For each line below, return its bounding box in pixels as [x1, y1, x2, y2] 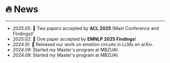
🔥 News [5, 4, 39, 15]
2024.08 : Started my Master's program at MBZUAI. [12, 52, 119, 58]
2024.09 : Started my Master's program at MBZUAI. [12, 46, 119, 52]
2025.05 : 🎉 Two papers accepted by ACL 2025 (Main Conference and [12, 25, 159, 31]
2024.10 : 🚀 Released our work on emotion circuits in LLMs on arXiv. [12, 41, 153, 47]
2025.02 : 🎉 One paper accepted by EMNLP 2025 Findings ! [12, 36, 137, 42]
